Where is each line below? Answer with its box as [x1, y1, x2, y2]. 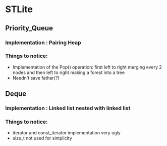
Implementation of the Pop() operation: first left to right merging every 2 [12, 64, 162, 70]
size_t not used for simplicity [12, 135, 72, 141]
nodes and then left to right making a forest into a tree [12, 69, 125, 76]
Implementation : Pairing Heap [5, 39, 82, 46]
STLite [5, 4, 33, 15]
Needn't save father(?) [12, 75, 60, 81]
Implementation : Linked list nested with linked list [5, 105, 131, 112]
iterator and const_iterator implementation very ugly [12, 130, 121, 136]
